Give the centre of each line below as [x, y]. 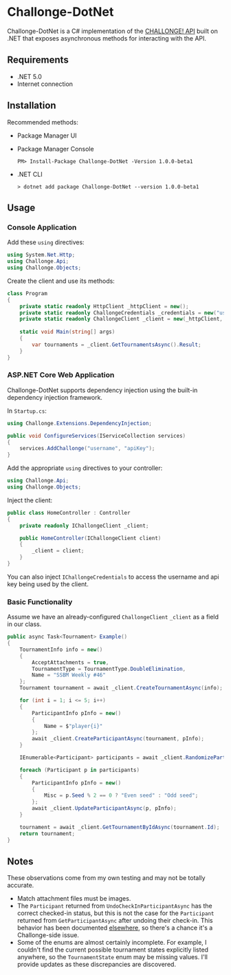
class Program [27, 293]
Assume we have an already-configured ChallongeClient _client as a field [113, 617]
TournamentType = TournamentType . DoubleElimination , [109, 669]
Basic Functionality [40, 601]
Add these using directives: [46, 242]
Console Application [42, 227]
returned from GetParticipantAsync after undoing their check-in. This [115, 921]
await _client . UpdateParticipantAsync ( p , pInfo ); [104, 808]
